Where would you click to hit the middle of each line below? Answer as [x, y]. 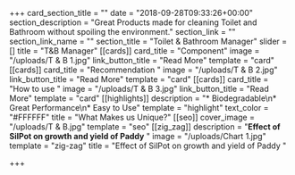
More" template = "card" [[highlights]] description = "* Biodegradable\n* [143, 98]
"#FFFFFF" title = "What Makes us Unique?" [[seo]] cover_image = [132, 117]
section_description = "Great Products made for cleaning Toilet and [133, 22]
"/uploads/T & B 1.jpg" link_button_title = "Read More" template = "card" [142, 60]
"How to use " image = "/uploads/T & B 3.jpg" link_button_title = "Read [139, 89]
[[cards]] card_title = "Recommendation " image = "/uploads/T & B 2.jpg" [144, 70]
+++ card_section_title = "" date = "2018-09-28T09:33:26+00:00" [131, 13]
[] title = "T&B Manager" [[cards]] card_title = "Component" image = [135, 51]
